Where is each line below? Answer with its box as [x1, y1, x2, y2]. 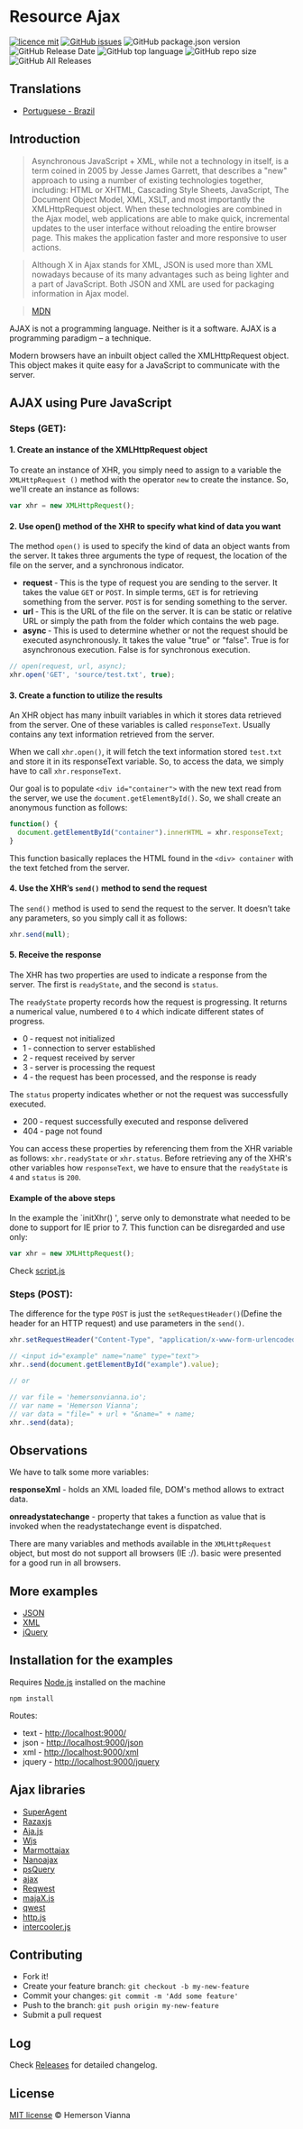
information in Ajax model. [31, 288, 129, 298]
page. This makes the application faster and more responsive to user [31, 232, 288, 243]
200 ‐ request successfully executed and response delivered [22, 1116, 249, 1127]
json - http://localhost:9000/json [22, 1737, 144, 1748]
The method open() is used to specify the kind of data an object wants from [9, 541, 290, 552]
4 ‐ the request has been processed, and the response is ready [22, 1071, 257, 1083]
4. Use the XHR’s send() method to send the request [9, 883, 207, 894]
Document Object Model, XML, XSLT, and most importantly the [31, 194, 265, 205]
